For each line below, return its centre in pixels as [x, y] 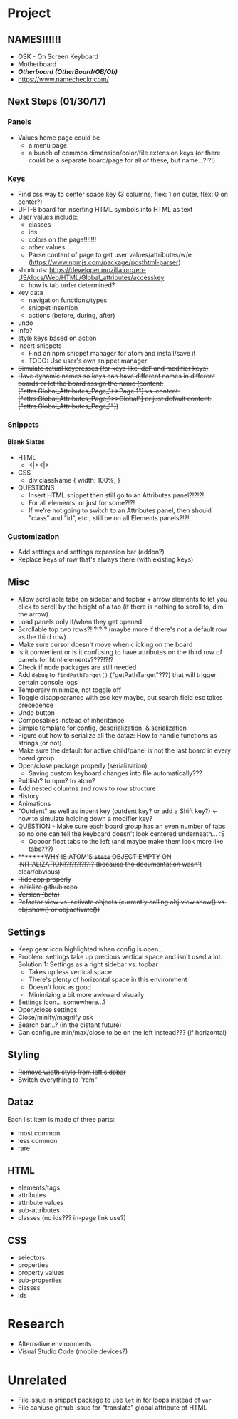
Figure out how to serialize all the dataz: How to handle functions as [117, 736]
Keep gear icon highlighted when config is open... [90, 949]
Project [29, 13]
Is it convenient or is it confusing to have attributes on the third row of [120, 652]
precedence [35, 705]
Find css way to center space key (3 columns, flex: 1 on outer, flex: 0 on [123, 194]
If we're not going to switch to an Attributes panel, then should [120, 510]
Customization [33, 537]
